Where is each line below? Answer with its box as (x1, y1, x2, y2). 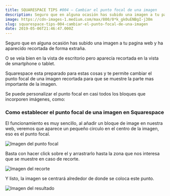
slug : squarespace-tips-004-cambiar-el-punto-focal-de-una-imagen (5, 21, 148, 27)
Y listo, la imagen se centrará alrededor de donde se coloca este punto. (5, 175, 154, 182)
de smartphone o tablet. (5, 61, 56, 67)
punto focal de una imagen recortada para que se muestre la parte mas (5, 76, 154, 82)
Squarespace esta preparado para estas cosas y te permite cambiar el (5, 70, 152, 76)
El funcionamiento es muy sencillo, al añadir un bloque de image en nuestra (5, 120, 163, 126)
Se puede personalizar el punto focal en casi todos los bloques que (5, 91, 146, 97)
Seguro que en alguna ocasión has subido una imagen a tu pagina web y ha (5, 40, 163, 46)
